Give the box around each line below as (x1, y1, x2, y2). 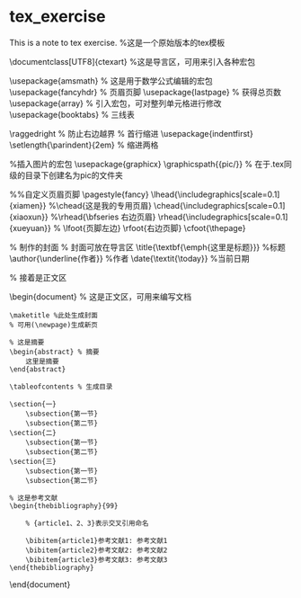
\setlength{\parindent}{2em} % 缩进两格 (9, 139, 159, 150)
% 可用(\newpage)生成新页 (9, 320, 99, 329)
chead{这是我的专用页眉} (58, 200, 153, 210)
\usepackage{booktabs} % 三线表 (9, 109, 135, 120)
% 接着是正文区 (9, 272, 67, 282)
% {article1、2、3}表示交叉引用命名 (25, 519, 149, 528)
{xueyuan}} (9, 222, 51, 233)
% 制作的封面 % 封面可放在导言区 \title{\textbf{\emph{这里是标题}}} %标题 (9, 241, 286, 253)
